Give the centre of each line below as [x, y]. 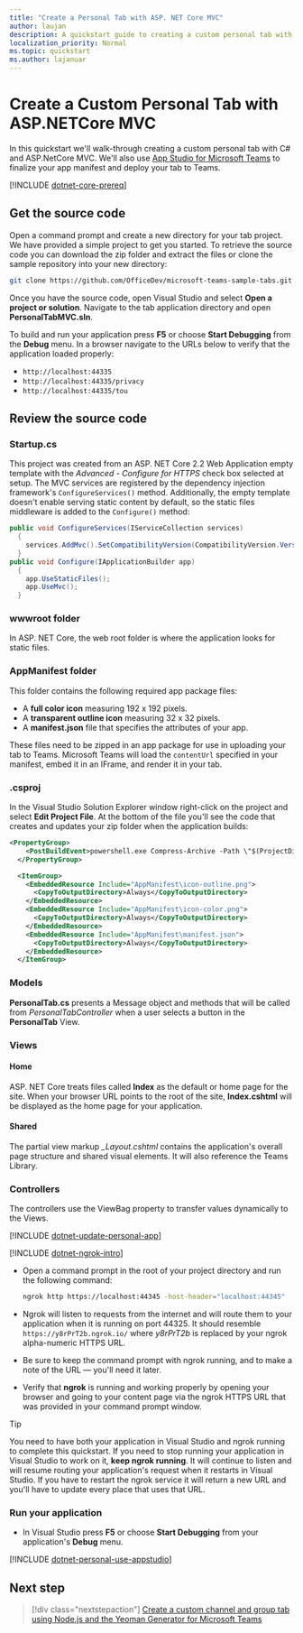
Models [26, 983]
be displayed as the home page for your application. [106, 1105]
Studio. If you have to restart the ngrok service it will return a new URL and [148, 1480]
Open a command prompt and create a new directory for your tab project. [146, 235]
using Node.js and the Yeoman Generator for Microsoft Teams [147, 1619]
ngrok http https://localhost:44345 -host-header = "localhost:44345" [154, 1297]
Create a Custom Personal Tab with [144, 104]
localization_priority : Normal [68, 43]
